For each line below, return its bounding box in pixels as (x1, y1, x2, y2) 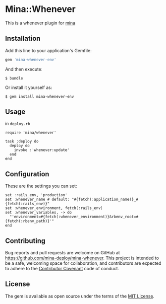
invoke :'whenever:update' (14, 148, 70, 152)
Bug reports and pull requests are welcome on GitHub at (5, 250, 120, 256)
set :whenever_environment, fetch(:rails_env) (5, 206, 103, 211)
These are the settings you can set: (5, 183, 77, 189)
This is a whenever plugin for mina (5, 20, 76, 26)
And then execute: (5, 66, 43, 72)
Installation (5, 34, 41, 43)
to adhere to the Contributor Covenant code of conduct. (5, 266, 119, 272)
